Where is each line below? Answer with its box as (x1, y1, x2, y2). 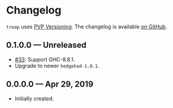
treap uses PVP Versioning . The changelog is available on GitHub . (6, 23, 168, 30)
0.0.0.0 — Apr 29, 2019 (6, 79, 94, 89)
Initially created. (14, 95, 55, 102)
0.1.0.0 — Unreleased (6, 40, 87, 50)
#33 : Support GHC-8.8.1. (14, 55, 75, 63)
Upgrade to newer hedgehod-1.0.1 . (14, 62, 100, 69)
